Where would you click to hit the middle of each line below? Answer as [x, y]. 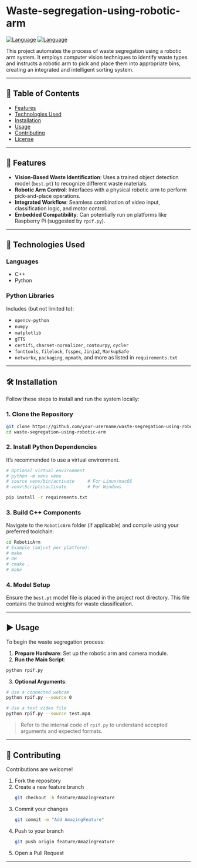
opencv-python [32, 320]
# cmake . [18, 564]
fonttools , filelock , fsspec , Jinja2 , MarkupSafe [72, 351]
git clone [18, 426]
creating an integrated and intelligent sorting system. [70, 69]
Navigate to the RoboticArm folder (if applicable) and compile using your [92, 525]
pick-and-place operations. [47, 196]
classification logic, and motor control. [61, 208]
